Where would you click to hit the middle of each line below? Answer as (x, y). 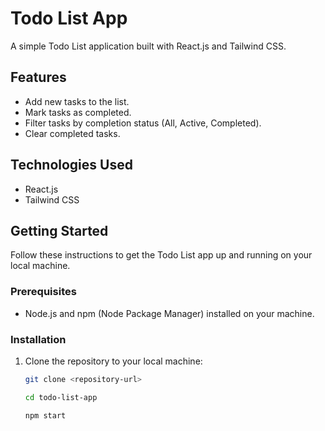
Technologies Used (71, 165)
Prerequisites (43, 292)
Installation (38, 339)
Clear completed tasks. (72, 133)
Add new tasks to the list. (77, 101)
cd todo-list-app (61, 397)
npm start (45, 415)
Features (38, 77)
